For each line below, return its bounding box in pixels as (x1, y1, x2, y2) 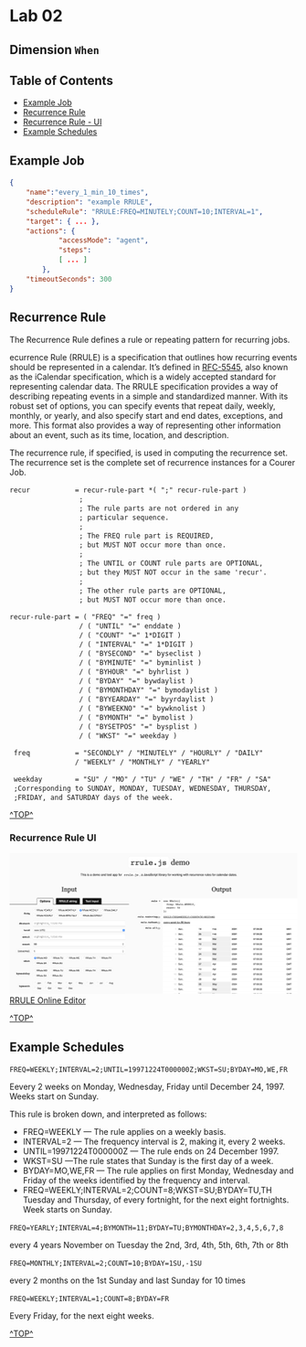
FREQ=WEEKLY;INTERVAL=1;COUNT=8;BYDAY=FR (9, 1295, 170, 1304)
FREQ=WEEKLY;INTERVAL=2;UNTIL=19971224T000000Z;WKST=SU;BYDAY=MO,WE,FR (9, 1065, 288, 1074)
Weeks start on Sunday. (9, 1091, 99, 1102)
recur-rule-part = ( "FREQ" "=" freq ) (9, 612, 162, 622)
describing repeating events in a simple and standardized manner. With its (9, 390, 289, 401)
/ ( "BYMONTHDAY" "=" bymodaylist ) (79, 685, 219, 695)
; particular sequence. (79, 513, 170, 522)
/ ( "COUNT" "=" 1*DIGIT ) (79, 630, 182, 640)
